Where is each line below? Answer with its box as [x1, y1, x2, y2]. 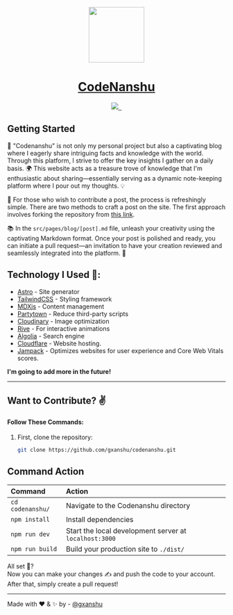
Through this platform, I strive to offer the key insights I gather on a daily [7, 156, 214, 165]
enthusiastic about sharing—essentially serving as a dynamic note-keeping [7, 174, 222, 182]
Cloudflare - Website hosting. [17, 339, 102, 347]
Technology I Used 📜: [7, 269, 101, 281]
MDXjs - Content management [17, 302, 105, 311]
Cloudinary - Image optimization [17, 317, 110, 325]
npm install [10, 515, 51, 523]
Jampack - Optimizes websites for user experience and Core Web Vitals [17, 346, 224, 354]
